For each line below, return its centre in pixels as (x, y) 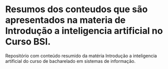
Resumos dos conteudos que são (76, 9)
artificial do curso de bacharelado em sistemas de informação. (70, 61)
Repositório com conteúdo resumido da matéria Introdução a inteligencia (81, 56)
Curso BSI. (28, 42)
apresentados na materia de (65, 20)
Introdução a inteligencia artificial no (84, 31)
